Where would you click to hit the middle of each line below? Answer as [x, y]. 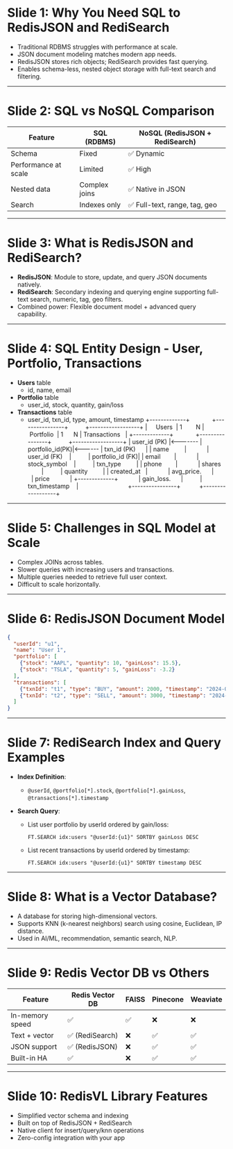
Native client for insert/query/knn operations [80, 1130]
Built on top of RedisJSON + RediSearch [75, 1123]
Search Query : [38, 811]
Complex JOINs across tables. [60, 562]
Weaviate [206, 999]
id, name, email [49, 390]
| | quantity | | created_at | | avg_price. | [128, 471]
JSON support [34, 1046]
